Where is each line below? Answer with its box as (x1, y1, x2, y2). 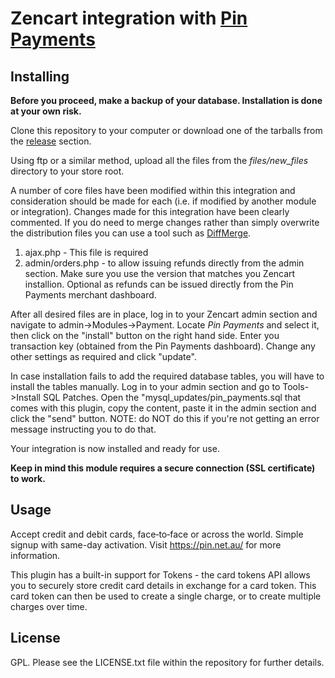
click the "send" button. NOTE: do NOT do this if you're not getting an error (10, 413, 320, 424)
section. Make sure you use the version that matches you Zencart (24, 268, 296, 279)
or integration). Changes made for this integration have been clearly (10, 206, 290, 217)
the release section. (10, 135, 92, 147)
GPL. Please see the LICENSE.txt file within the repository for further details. (10, 656, 325, 668)
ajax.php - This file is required (24, 247, 149, 258)
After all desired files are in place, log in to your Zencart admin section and (10, 308, 318, 320)
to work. (10, 473, 46, 484)
